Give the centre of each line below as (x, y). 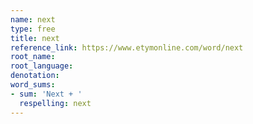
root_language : (42, 66)
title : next (35, 38)
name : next (33, 19)
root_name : (33, 57)
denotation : (35, 76)
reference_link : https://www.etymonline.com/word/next (127, 47)
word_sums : (33, 85)
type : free (33, 29)
